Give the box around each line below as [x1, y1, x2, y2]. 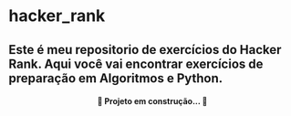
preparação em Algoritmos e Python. [8, 70, 223, 86]
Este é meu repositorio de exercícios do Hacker [8, 42, 282, 58]
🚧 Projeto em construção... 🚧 [97, 96, 208, 107]
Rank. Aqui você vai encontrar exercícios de [8, 56, 264, 71]
